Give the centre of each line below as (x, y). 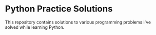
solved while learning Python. (35, 27)
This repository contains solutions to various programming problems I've (78, 22)
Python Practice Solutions (59, 9)
